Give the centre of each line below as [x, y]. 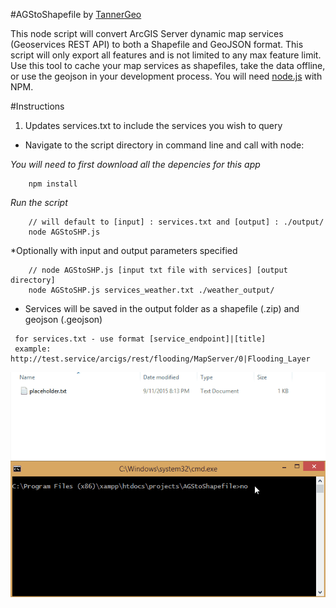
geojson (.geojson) [63, 319]
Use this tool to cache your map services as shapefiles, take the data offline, [168, 65]
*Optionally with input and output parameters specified [124, 250]
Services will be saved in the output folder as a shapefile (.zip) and [162, 308]
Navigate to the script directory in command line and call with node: [164, 145]
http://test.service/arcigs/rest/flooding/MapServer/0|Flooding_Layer [160, 359]
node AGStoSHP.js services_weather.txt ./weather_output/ [151, 290]
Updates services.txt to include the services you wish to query [153, 125]
